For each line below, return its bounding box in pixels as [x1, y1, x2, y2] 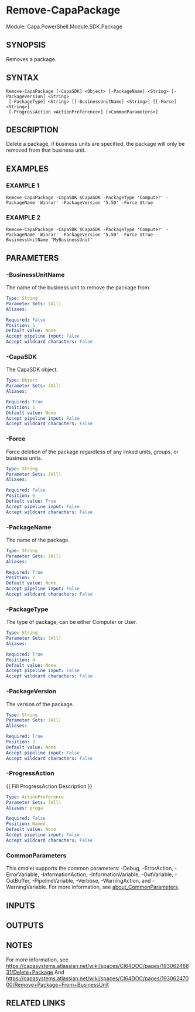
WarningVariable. [6, 883, 48, 891]
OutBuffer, [6, 877, 31, 884]
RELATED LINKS [6, 998, 66, 1008]
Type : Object [6, 378, 38, 383]
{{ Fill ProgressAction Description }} [6, 783, 93, 790]
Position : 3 [6, 739, 35, 745]
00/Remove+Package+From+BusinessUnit [6, 981, 110, 988]
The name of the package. [6, 536, 70, 543]
